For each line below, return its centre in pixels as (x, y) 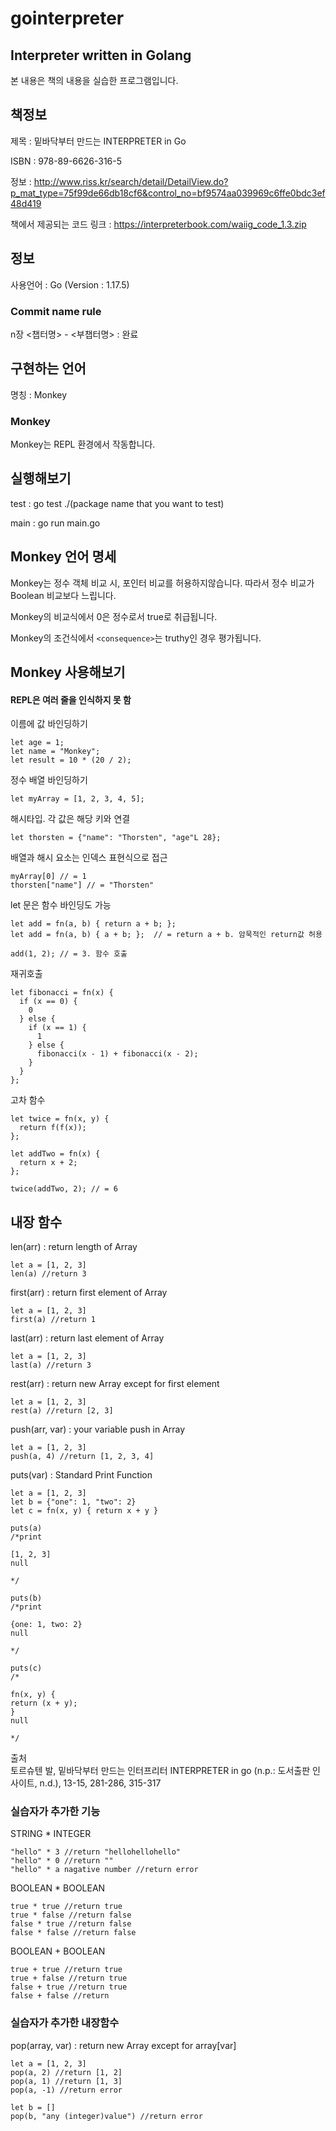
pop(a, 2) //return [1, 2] (66, 2072)
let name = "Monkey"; (55, 752)
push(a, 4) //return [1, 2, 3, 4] (82, 1457)
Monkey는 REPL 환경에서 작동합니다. (83, 444)
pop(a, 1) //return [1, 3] (66, 2081)
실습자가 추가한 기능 (55, 1811)
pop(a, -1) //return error (66, 2090)
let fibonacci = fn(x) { (62, 993)
